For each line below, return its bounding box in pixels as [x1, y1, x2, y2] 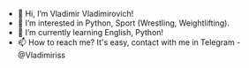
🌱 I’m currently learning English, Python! [17, 27, 164, 37]
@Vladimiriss [17, 49, 66, 60]
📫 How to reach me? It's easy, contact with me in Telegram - [17, 37, 241, 48]
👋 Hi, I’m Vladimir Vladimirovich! [17, 9, 134, 19]
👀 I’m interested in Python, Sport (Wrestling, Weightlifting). [17, 18, 230, 28]
